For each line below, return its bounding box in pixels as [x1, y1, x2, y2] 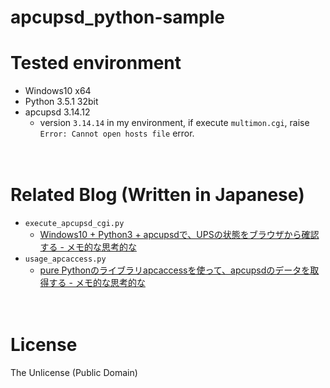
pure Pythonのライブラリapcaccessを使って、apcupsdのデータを [39, 264, 311, 276]
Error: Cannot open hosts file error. [39, 127, 195, 140]
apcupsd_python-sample [10, 6, 225, 29]
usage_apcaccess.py [24, 254, 107, 265]
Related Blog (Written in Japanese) [10, 184, 305, 206]
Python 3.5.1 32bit [24, 96, 99, 108]
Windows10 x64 [24, 85, 92, 97]
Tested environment [10, 52, 182, 75]
